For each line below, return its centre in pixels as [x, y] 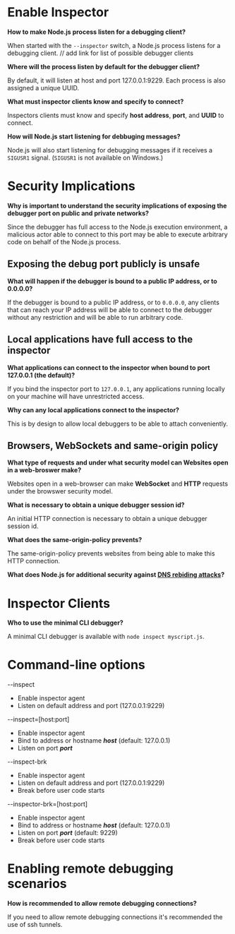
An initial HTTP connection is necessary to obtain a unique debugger [108, 519]
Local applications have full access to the [100, 340]
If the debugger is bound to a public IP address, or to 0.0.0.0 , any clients [114, 302]
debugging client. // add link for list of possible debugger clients [101, 53]
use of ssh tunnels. [35, 925]
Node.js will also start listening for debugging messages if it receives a [110, 150]
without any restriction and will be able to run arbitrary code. [95, 317]
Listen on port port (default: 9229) [67, 833]
